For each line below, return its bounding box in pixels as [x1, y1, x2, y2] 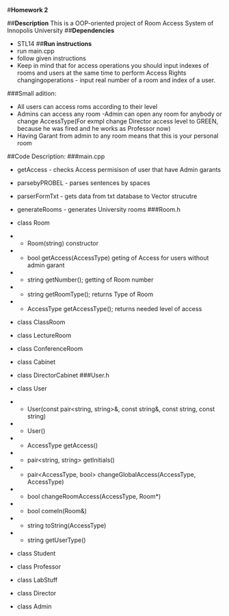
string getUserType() [27, 536, 86, 544]
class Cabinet [16, 358, 56, 366]
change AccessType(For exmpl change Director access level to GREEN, [16, 117, 219, 125]
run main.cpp [16, 47, 55, 55]
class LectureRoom [16, 332, 72, 339]
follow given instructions [16, 54, 87, 62]
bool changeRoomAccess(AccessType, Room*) [27, 493, 161, 500]
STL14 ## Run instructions [16, 40, 92, 47]
